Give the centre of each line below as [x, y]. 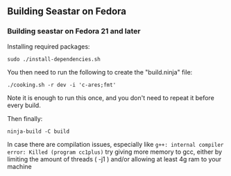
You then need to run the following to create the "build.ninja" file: [100, 72]
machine [20, 166]
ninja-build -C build [38, 131]
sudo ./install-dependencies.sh [54, 59]
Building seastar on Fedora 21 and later [74, 31]
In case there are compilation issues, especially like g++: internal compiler [115, 144]
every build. [24, 105]
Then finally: [25, 118]
